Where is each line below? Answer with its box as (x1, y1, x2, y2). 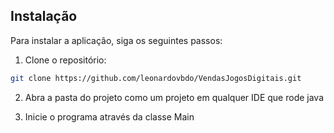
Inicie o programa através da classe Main (24, 110, 195, 123)
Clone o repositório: (24, 54, 107, 66)
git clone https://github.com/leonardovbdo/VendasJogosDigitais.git (10, 73, 302, 83)
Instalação (10, 8, 78, 25)
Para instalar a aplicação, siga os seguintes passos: (10, 34, 223, 46)
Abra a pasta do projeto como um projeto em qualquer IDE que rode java (24, 91, 325, 103)
